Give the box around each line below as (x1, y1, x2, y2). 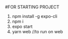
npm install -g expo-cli (12, 13, 57, 19)
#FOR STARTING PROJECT (5, 4, 60, 10)
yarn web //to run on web (12, 29, 63, 34)
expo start (12, 24, 33, 29)
